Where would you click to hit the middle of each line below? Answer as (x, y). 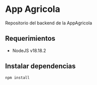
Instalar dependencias (40, 66)
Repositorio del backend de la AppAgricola (49, 23)
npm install (17, 78)
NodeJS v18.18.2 (29, 50)
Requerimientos (30, 39)
